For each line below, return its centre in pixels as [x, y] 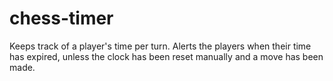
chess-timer [61, 18]
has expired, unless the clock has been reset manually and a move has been [166, 56]
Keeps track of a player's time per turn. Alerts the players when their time [160, 46]
